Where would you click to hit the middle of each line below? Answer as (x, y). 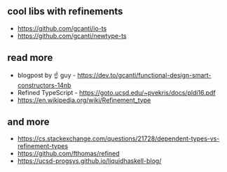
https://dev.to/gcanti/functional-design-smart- (144, 75)
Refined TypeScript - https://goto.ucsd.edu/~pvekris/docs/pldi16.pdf (116, 92)
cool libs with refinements (65, 12)
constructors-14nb (44, 85)
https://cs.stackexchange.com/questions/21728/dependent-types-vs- (118, 138)
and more (29, 122)
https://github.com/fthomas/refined (69, 154)
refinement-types (43, 146)
